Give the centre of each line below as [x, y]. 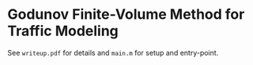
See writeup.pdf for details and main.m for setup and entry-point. [113, 52]
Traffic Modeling [63, 31]
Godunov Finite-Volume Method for [126, 14]
